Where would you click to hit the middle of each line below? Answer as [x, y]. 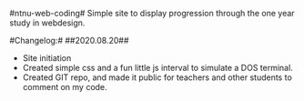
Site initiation [47, 58]
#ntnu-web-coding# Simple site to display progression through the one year [152, 13]
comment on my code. [65, 87]
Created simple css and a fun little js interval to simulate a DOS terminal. [157, 68]
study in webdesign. [47, 23]
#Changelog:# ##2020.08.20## [69, 40]
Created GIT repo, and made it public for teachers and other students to [157, 77]
